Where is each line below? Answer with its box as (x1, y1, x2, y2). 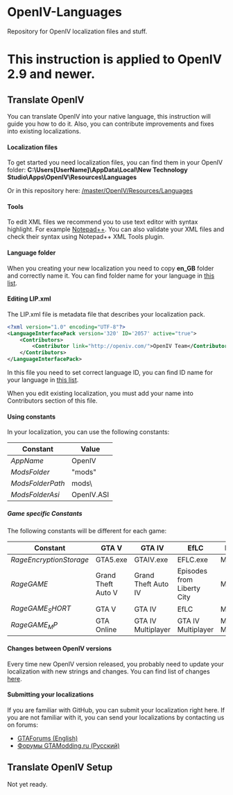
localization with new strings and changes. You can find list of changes (7, 667, 210, 676)
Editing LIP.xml (7, 294, 51, 303)
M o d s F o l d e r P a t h (10, 478, 65, 488)
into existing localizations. (7, 126, 81, 135)
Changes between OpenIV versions (7, 644, 112, 653)
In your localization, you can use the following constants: (7, 428, 170, 436)
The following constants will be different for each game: (7, 527, 167, 535)
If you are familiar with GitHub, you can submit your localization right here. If (7, 705, 225, 714)
